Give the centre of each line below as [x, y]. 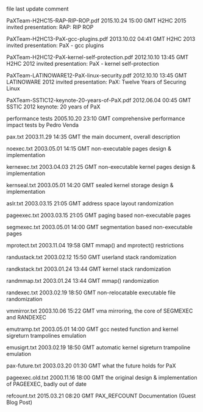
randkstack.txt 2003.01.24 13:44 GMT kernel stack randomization [89, 269]
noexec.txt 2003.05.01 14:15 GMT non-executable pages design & [89, 148]
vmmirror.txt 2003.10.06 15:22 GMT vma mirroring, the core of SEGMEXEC [100, 311]
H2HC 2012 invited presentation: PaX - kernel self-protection [83, 64]
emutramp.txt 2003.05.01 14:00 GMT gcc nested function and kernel [92, 329]
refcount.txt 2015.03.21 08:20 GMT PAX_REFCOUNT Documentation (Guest [101, 396]
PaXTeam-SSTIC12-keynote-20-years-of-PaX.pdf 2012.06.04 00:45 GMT [99, 100]
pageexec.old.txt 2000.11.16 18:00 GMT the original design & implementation [102, 378]
